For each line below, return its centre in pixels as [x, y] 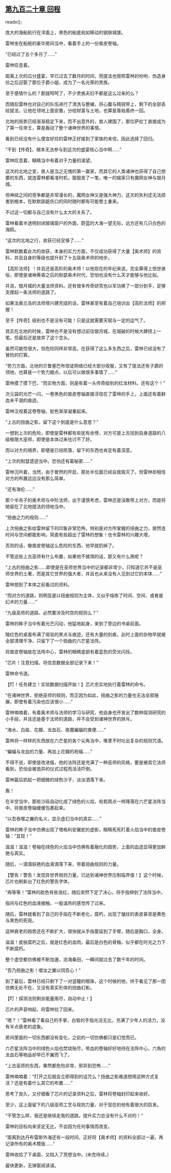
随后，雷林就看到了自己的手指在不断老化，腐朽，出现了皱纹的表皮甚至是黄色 [85, 914]
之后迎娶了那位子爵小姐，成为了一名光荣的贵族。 [61, 82]
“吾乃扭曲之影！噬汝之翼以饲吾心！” [43, 970]
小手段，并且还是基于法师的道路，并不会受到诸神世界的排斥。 [70, 719]
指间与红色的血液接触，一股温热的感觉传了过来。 [56, 903]
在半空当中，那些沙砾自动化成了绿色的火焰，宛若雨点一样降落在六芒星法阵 [83, 801]
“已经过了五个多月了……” [31, 54]
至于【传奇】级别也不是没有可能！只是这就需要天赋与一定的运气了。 [77, 320]
